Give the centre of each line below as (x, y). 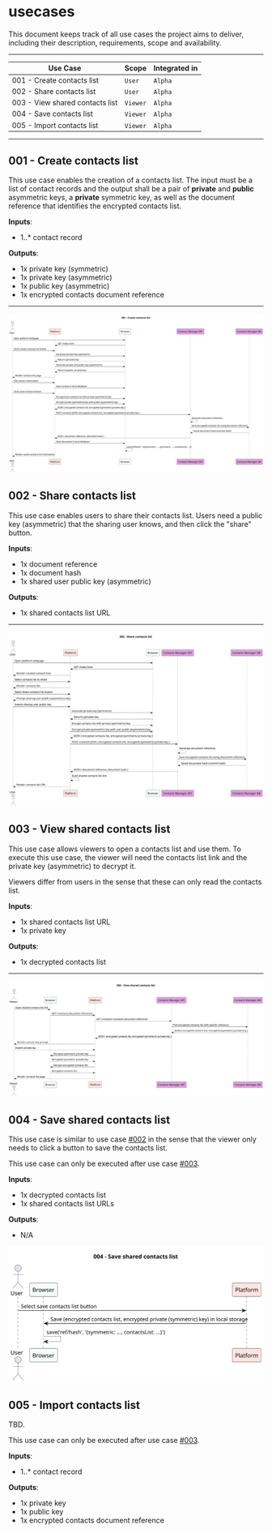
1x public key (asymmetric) (65, 286)
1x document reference (59, 564)
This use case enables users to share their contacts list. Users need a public (136, 515)
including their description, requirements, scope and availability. (115, 42)
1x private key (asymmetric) (66, 277)
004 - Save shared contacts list (89, 1120)
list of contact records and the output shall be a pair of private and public (131, 188)
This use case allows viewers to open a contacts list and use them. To (125, 849)
